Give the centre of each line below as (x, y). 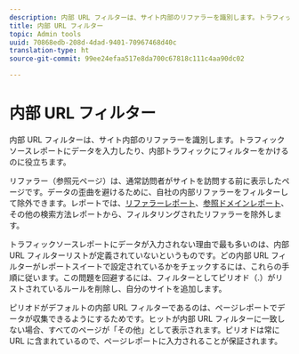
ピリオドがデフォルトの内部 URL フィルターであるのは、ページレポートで (143, 307)
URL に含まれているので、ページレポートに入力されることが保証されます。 (146, 341)
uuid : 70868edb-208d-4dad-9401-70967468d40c (93, 42)
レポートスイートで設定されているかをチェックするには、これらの (161, 266)
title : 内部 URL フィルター (57, 26)
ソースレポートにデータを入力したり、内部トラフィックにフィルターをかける (149, 150)
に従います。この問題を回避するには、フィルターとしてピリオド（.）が (146, 278)
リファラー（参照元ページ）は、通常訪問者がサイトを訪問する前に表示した (145, 181)
